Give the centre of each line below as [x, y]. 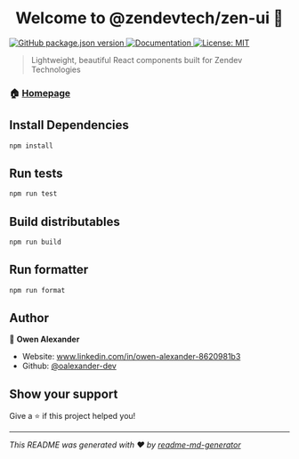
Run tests [36, 173]
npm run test [33, 194]
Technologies [56, 69]
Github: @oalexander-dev [69, 366]
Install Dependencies [69, 125]
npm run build [36, 242]
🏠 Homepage [40, 93]
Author [29, 318]
